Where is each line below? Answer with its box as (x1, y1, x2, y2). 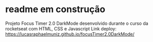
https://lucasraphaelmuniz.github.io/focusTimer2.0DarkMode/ (5, 31, 135, 37)
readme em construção (5, 4, 105, 15)
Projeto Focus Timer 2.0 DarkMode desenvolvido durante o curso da (5, 20, 148, 26)
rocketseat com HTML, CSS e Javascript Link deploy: (5, 25, 117, 31)
